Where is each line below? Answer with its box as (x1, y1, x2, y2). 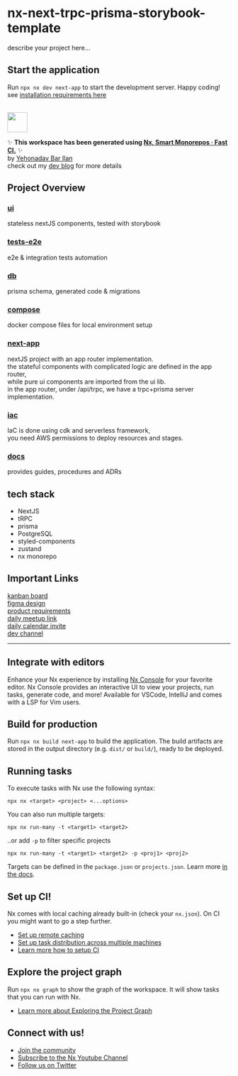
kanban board (7, 591, 48, 600)
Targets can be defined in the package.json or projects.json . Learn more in (7, 863, 228, 871)
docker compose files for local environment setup (7, 321, 153, 329)
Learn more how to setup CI (17, 945, 99, 955)
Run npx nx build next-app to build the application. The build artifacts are (7, 737, 223, 745)
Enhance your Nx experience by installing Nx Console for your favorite (7, 675, 213, 684)
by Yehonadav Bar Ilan (7, 154, 73, 162)
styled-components (17, 537, 76, 545)
